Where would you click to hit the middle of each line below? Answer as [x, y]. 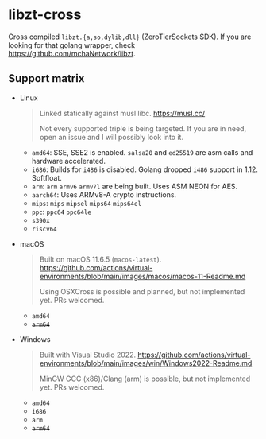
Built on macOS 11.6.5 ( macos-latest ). [100, 259]
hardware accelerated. [68, 161]
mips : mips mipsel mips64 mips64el [86, 203]
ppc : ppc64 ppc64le [61, 212]
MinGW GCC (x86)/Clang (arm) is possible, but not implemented [145, 379]
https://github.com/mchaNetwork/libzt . [72, 53]
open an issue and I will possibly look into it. [112, 137]
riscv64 [44, 229]
